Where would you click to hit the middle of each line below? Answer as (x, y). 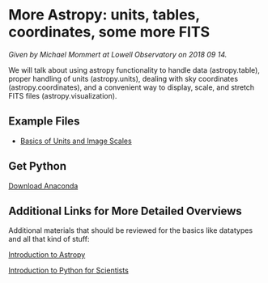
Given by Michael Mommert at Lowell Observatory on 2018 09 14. (118, 54)
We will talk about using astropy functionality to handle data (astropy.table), (134, 70)
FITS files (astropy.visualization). (63, 95)
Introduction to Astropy (47, 255)
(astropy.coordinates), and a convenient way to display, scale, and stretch (132, 87)
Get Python (38, 166)
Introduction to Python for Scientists (69, 270)
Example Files (44, 122)
